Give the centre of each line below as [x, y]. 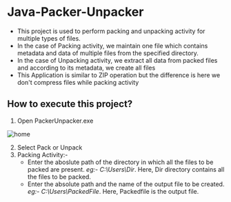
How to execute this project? [70, 104]
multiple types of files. [49, 38]
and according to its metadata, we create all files [86, 68]
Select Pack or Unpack [50, 147]
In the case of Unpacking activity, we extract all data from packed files [117, 60]
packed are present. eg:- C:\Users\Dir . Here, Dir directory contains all [126, 169]
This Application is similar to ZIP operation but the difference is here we [119, 75]
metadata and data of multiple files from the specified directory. [108, 53]
